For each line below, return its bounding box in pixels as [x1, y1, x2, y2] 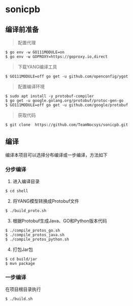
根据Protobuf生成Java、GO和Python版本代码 [12, 218, 108, 224]
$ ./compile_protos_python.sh [5, 237, 70, 242]
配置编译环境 [17, 84, 45, 90]
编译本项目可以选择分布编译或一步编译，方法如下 [5, 152, 108, 158]
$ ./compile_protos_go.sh [5, 228, 60, 233]
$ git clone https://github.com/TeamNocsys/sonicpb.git [5, 122, 128, 127]
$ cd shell [5, 188, 28, 194]
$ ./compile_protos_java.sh [5, 233, 65, 238]
